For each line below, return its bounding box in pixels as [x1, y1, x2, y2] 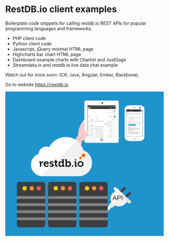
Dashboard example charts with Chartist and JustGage [12, 56, 127, 62]
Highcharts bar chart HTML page [12, 51, 81, 57]
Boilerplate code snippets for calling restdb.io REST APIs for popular [5, 20, 147, 26]
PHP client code [12, 35, 46, 41]
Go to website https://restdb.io [5, 82, 69, 88]
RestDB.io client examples [5, 4, 117, 15]
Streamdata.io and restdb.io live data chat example [12, 62, 118, 68]
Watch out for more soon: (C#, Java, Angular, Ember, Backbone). [5, 71, 140, 77]
